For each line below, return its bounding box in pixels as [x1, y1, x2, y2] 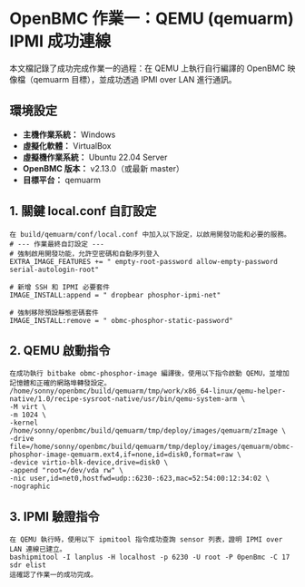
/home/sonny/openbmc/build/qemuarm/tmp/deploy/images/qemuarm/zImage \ [9, 426, 286, 435]
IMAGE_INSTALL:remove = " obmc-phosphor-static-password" [9, 316, 233, 325]
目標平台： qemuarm [22, 174, 102, 185]
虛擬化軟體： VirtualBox [22, 140, 112, 151]
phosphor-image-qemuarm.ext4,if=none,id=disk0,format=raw [9, 450, 233, 459]
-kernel [9, 418, 39, 427]
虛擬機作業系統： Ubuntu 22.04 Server [22, 152, 168, 162]
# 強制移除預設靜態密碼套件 [9, 308, 100, 318]
